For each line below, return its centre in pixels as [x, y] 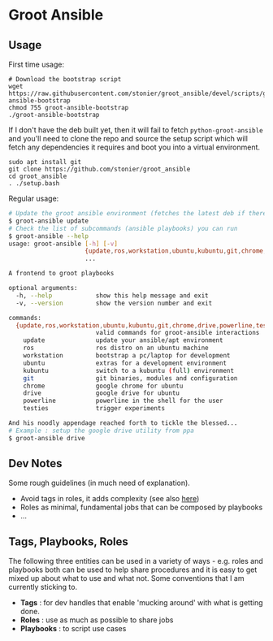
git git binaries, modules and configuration [130, 378]
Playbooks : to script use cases [73, 629]
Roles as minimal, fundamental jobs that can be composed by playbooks [141, 507]
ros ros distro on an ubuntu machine [116, 348]
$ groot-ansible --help [49, 236]
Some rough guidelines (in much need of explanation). [100, 483]
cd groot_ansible [38, 176]
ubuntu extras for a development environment [125, 363]
